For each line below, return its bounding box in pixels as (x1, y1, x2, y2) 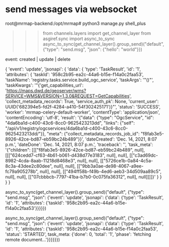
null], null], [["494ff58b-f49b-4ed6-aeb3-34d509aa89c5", (39, 168, 162, 174)
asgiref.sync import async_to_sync (42, 36, 115, 42)
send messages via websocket (5, 4, 137, 15)
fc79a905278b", (5, 168, 39, 174)
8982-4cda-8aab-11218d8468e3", (5, 157, 77, 163)
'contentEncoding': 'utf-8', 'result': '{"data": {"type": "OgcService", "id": (5, 114, 154, 120)
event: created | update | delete (5, 56, 71, 62)
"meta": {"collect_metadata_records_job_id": (46, 130, 140, 136)
